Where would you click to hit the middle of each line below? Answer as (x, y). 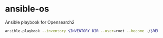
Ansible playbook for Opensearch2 (40, 22)
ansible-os (27, 9)
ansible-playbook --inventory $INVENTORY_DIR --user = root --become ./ (78, 31)
